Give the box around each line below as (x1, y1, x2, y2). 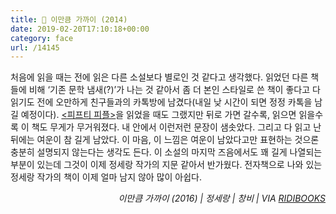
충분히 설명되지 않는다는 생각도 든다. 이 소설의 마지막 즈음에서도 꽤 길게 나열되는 (10, 146, 323, 158)
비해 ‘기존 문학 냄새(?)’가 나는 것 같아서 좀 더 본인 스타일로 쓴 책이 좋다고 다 (28, 84, 321, 96)
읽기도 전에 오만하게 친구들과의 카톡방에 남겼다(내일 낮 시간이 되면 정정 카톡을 (10, 96, 313, 108)
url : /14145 (10, 42, 60, 53)
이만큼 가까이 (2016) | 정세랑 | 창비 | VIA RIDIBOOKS (118, 192, 326, 205)
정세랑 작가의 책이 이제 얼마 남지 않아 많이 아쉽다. (10, 171, 203, 183)
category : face (10, 33, 74, 43)
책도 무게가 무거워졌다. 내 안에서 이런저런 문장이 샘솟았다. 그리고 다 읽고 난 (31, 121, 322, 133)
